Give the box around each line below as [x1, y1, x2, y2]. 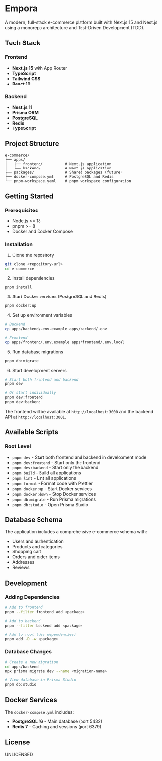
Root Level [5, 443, 31, 450]
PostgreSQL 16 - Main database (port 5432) [12, 719, 103, 724]
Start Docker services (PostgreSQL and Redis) [12, 294, 107, 299]
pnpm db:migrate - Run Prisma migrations [12, 496, 96, 502]
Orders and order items [12, 554, 60, 560]
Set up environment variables [12, 312, 73, 318]
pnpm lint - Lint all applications [12, 475, 77, 481]
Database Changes [5, 648, 52, 655]
